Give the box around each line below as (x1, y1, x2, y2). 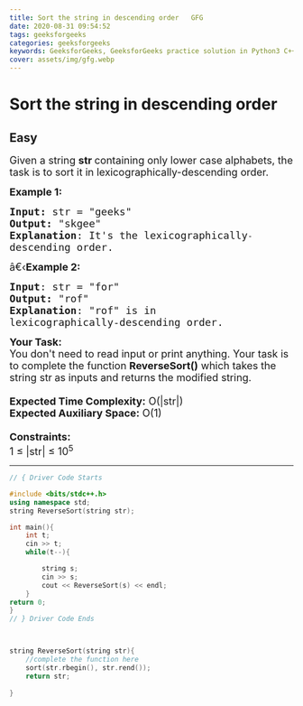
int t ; (25, 531, 50, 540)
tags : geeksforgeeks (9, 30, 87, 39)
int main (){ (9, 523, 54, 532)
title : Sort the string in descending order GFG (9, 13, 204, 23)
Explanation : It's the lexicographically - (9, 229, 253, 242)
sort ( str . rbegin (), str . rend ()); (25, 663, 151, 673)
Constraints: (9, 431, 71, 443)
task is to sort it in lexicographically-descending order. (9, 166, 269, 179)
